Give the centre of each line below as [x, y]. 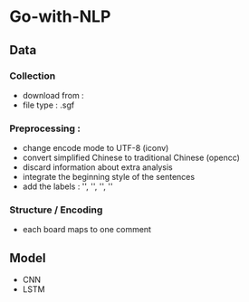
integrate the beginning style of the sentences [109, 177]
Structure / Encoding [56, 210]
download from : [53, 95]
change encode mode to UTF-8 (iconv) [96, 148]
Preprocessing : [45, 128]
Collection [33, 76]
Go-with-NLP [60, 17]
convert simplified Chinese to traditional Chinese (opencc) [131, 158]
